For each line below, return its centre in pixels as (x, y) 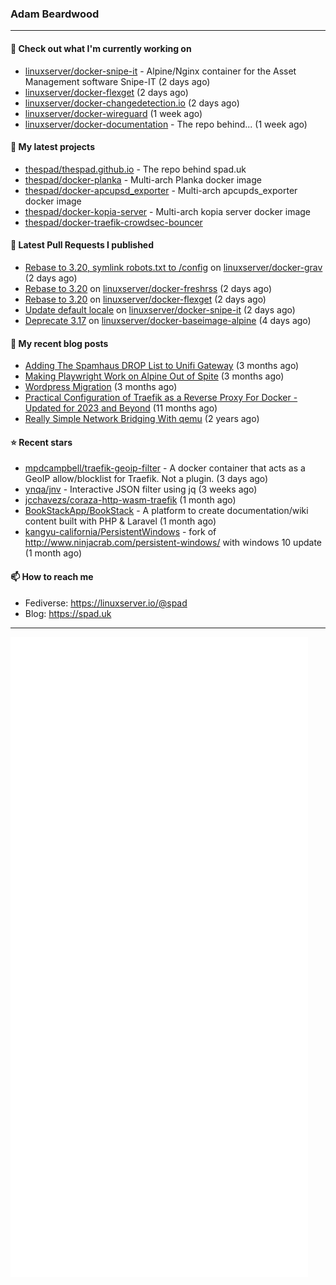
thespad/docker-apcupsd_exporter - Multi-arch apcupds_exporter (161, 190)
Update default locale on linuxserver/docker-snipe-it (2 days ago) (160, 309)
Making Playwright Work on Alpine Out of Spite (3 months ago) (154, 376)
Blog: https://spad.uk (68, 613)
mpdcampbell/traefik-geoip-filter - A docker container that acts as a (165, 468)
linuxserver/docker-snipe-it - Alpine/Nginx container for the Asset (160, 71)
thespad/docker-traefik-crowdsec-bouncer (113, 222)
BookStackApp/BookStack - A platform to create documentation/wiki (166, 511)
